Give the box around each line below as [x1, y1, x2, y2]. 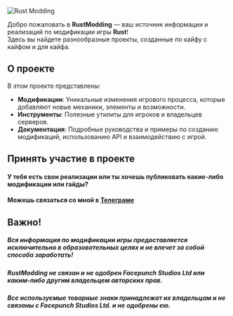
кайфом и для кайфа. [7, 43, 70, 51]
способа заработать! [7, 251, 74, 259]
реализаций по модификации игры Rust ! [7, 28, 128, 36]
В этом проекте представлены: [7, 81, 101, 90]
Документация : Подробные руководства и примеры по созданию [17, 125, 219, 133]
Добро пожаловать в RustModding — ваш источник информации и [7, 20, 208, 28]
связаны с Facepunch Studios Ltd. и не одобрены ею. [7, 301, 171, 310]
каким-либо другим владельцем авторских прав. [7, 276, 163, 284]
